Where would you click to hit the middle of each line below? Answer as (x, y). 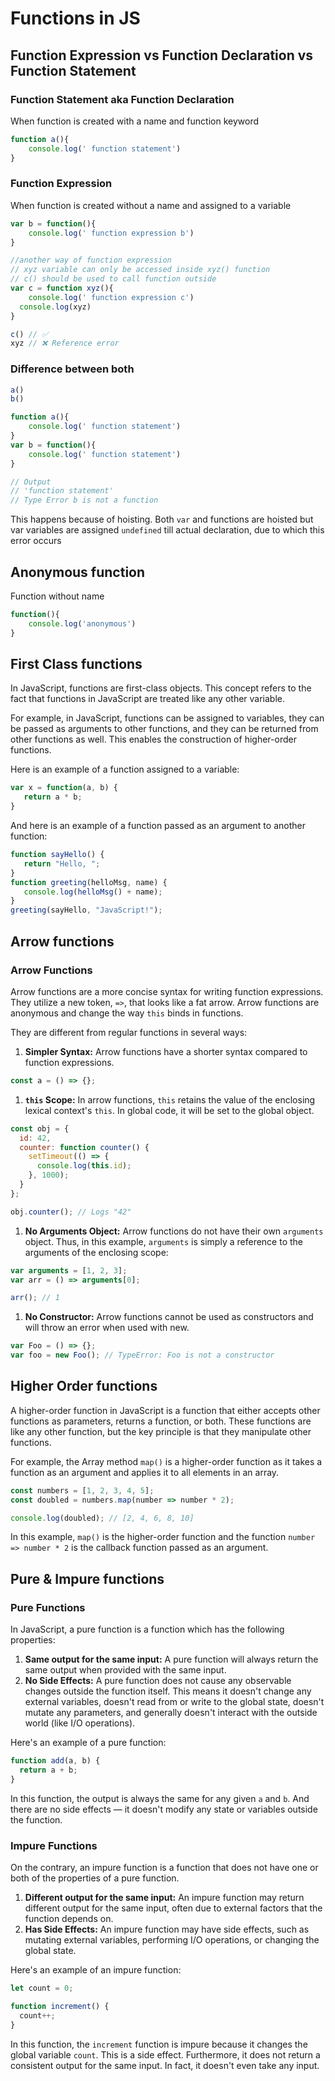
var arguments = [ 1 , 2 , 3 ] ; (69, 1270)
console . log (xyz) (55, 307)
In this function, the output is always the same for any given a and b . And (160, 1798)
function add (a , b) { (55, 1761)
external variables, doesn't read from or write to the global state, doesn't (174, 1702)
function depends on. (69, 1919)
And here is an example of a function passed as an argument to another (158, 826)
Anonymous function (78, 572)
